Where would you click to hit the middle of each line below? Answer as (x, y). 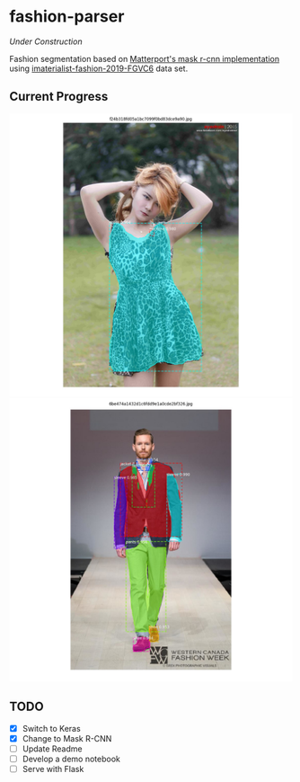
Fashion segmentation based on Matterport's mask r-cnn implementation (145, 58)
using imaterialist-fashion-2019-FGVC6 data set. (99, 68)
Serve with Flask (53, 769)
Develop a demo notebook (71, 759)
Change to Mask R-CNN (67, 738)
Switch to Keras (51, 728)
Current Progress (59, 97)
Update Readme (52, 749)
